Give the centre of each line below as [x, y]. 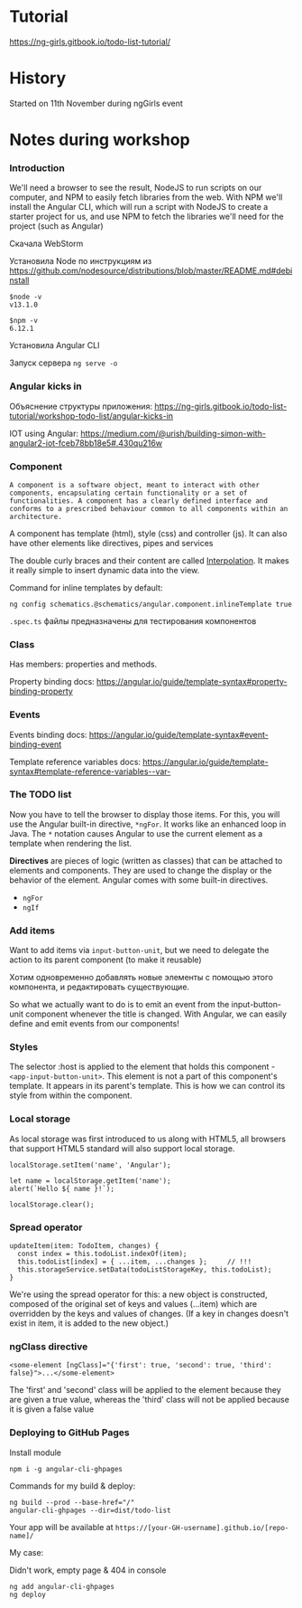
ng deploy [28, 1594]
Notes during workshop [100, 140]
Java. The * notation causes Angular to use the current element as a [136, 833]
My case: [27, 1552]
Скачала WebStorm [46, 244]
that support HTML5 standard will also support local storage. [122, 1148]
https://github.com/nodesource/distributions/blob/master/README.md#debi [151, 271]
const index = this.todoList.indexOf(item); [102, 1254]
